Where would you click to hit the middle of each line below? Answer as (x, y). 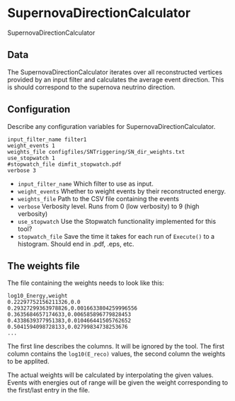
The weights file (44, 266)
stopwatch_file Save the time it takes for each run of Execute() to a (116, 236)
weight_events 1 (31, 146)
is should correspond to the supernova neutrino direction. (91, 87)
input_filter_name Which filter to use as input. (85, 183)
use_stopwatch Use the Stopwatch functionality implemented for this (117, 221)
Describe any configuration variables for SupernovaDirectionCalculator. (111, 126)
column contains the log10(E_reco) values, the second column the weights (116, 354)
